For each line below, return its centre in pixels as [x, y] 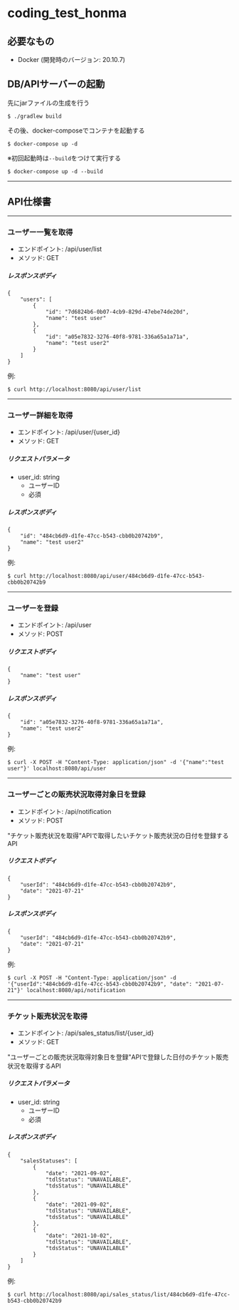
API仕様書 [30, 202]
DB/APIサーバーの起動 [56, 84]
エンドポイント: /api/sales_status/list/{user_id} [86, 1033]
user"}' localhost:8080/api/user [57, 769]
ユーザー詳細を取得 [40, 415]
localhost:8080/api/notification [76, 990]
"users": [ [36, 299]
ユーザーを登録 [33, 609]
